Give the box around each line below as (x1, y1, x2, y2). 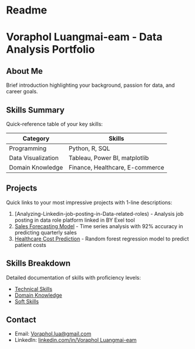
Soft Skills (14, 297, 39, 305)
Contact (6, 315, 36, 325)
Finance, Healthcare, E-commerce (68, 164, 164, 171)
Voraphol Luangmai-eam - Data (6, 31, 163, 44)
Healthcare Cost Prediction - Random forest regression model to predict (14, 235, 189, 242)
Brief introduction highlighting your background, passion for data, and (6, 82, 175, 89)
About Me (6, 66, 43, 76)
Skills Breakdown (6, 259, 71, 269)
